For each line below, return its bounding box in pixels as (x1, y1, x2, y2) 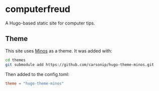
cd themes (5, 57, 26, 62)
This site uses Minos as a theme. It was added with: (5, 47, 112, 53)
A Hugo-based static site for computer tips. (5, 20, 96, 26)
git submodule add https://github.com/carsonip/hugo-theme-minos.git (5, 62, 154, 67)
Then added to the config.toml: (5, 71, 69, 77)
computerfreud (5, 3, 70, 15)
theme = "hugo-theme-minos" (5, 81, 64, 86)
